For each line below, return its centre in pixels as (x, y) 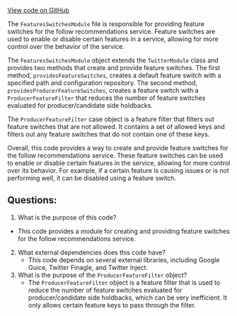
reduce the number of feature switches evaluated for (105, 290)
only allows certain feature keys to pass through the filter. (112, 305)
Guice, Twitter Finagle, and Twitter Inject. (88, 267)
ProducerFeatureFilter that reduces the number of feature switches (106, 98)
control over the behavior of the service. (66, 46)
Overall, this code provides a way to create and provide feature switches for (118, 148)
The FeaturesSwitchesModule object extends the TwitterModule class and (113, 60)
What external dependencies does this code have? (92, 252)
